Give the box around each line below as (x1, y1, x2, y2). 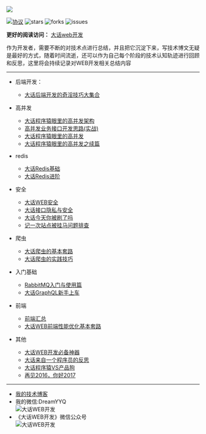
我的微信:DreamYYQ (15, 398, 66, 405)
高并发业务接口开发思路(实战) (24, 125, 99, 132)
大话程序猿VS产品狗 (24, 364, 75, 371)
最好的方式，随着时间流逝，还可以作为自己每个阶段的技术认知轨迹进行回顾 (11, 52, 200, 59)
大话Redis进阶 (24, 173, 60, 180)
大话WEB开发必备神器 (24, 349, 80, 356)
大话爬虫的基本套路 (24, 248, 74, 255)
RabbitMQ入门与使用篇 (24, 282, 82, 288)
